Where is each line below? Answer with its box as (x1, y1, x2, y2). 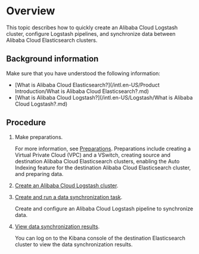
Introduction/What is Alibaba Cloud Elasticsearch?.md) (14, 88, 149, 95)
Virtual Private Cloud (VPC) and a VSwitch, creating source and (14, 151, 171, 159)
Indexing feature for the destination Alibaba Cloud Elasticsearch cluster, (14, 164, 191, 171)
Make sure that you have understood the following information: (6, 70, 161, 77)
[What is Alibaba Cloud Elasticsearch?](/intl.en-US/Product (14, 81, 160, 88)
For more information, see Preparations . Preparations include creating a (14, 145, 191, 152)
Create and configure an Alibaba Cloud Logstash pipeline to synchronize (14, 205, 194, 212)
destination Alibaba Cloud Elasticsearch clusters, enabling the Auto (14, 157, 180, 165)
